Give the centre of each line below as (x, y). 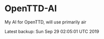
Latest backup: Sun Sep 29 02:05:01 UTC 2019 (52, 31)
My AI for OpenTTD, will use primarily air (45, 22)
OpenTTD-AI (31, 9)
